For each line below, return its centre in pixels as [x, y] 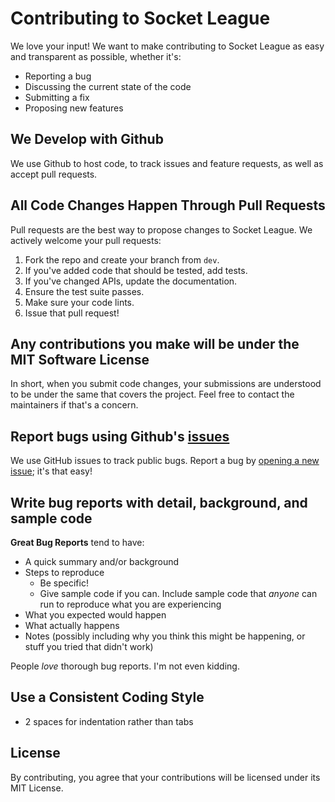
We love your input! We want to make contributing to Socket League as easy [167, 46]
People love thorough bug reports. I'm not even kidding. [125, 666]
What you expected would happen [95, 615]
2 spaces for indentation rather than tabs [109, 721]
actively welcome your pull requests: [86, 240]
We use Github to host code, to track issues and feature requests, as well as [167, 163]
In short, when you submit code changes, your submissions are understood [166, 384]
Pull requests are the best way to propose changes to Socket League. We [161, 229]
